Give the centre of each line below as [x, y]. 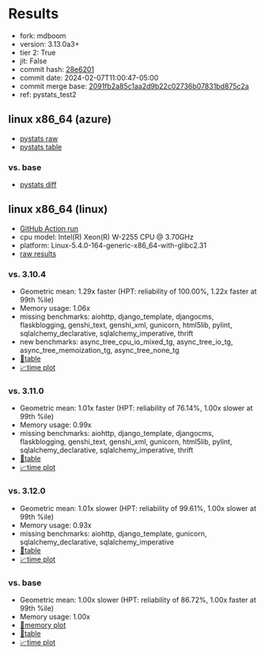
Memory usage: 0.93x [56, 525]
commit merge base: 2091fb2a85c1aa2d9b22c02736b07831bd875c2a [134, 86]
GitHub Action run [49, 228]
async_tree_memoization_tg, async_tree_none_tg [99, 350]
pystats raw [39, 138]
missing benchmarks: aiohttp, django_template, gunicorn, [113, 533]
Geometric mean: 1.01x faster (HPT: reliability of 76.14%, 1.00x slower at [136, 408]
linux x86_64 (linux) [58, 209]
